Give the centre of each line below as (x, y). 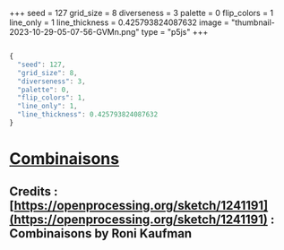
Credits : (34, 192)
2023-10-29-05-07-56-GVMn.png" (74, 32)
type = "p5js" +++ (175, 32)
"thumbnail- (254, 22)
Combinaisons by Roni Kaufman (101, 233)
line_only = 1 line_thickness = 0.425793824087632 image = (120, 22)
